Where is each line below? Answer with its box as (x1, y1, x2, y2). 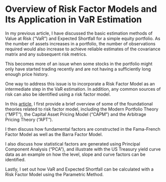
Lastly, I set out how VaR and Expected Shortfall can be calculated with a (5, 166, 154, 172)
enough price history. (5, 71, 49, 77)
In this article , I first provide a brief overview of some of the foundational (5, 101, 153, 107)
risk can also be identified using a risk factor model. (5, 91, 111, 97)
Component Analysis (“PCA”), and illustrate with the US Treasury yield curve (5, 146, 161, 152)
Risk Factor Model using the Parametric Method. (5, 171, 104, 177)
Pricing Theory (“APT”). (5, 116, 53, 122)
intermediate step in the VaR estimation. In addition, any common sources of (5, 86, 161, 92)
